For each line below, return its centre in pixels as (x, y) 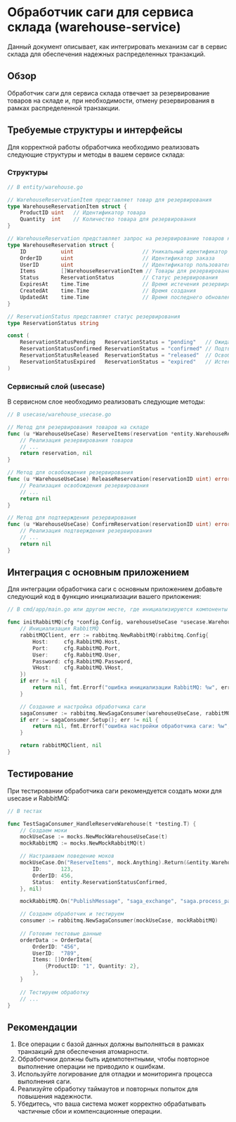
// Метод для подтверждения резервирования (72, 518)
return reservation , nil (56, 454)
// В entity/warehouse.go (45, 187)
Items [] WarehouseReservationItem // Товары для (104, 271)
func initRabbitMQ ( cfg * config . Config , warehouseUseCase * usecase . (108, 622)
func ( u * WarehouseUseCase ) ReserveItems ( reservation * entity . (102, 434)
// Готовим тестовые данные (61, 933)
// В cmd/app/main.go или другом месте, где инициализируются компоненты (118, 609)
